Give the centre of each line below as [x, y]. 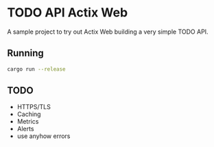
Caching [29, 114]
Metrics [28, 122]
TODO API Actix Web [68, 13]
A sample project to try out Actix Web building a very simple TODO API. [108, 32]
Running [26, 53]
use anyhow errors [44, 136]
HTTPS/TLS [34, 107]
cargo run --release [37, 69]
